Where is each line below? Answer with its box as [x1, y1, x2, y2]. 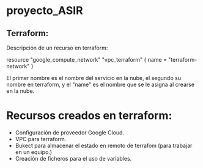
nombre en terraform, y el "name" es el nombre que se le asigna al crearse [6, 81, 194, 88]
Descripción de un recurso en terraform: [6, 44, 108, 51]
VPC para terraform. [15, 135, 67, 142]
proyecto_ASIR [6, 4, 84, 18]
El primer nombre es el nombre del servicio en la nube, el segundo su [6, 75, 182, 81]
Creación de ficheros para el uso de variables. [15, 155, 132, 162]
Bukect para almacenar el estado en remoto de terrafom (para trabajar [15, 142, 193, 149]
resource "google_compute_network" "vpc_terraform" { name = [6, 56, 167, 63]
